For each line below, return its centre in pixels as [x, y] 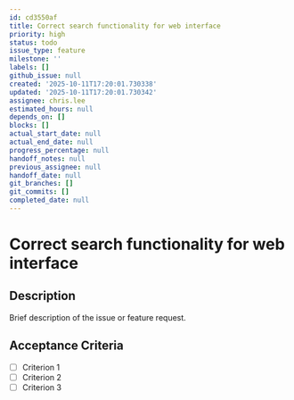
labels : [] [29, 68]
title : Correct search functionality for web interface [115, 26]
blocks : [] [29, 126]
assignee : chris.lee [48, 100]
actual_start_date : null [55, 134]
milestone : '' [36, 59]
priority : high [37, 34]
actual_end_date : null [51, 142]
